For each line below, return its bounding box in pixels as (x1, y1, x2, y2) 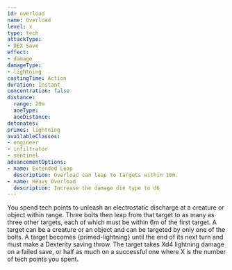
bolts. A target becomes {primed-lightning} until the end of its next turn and (7, 233, 224, 242)
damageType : (7, 62, 42, 69)
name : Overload (7, 17, 51, 24)
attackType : (7, 36, 42, 43)
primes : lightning (7, 126, 60, 133)
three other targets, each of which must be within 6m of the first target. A (7, 218, 217, 226)
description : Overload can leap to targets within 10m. (13, 171, 179, 178)
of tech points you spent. (7, 255, 78, 264)
